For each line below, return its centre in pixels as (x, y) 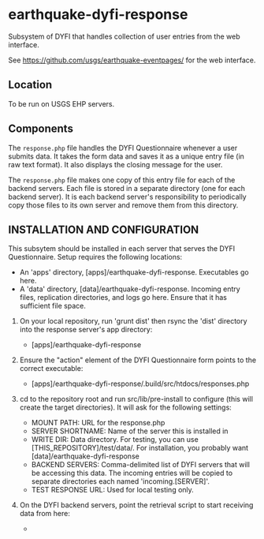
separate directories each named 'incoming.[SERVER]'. (121, 481)
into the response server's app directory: (86, 330)
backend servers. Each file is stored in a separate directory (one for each (127, 188)
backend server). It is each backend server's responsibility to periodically (127, 197)
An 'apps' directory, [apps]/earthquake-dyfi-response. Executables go (134, 272)
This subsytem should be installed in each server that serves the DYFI (121, 249)
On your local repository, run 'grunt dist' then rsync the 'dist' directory (133, 321)
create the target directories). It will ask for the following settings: (126, 407)
